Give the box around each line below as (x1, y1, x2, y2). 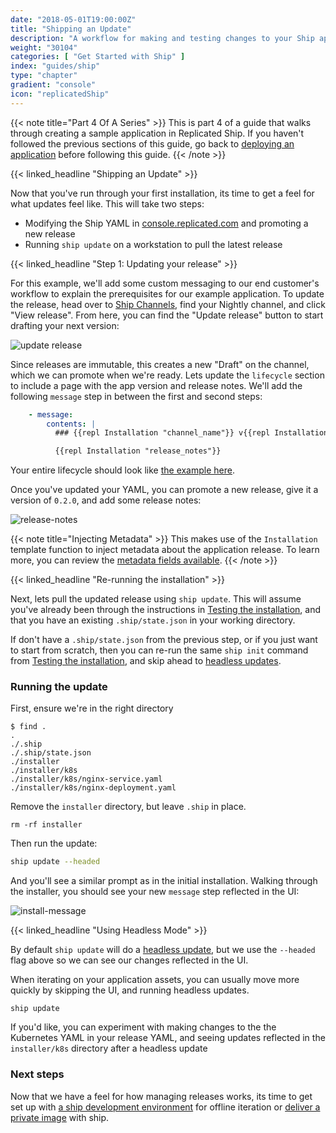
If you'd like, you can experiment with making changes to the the (10, 1021, 277, 1033)
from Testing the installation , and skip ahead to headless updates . (10, 655, 282, 667)
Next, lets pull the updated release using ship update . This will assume (10, 593, 302, 605)
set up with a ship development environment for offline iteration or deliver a (10, 1101, 321, 1113)
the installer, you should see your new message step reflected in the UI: (10, 886, 300, 898)
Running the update (10, 680, 108, 694)
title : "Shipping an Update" (10, 24, 132, 34)
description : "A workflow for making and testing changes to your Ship (10, 33, 315, 43)
